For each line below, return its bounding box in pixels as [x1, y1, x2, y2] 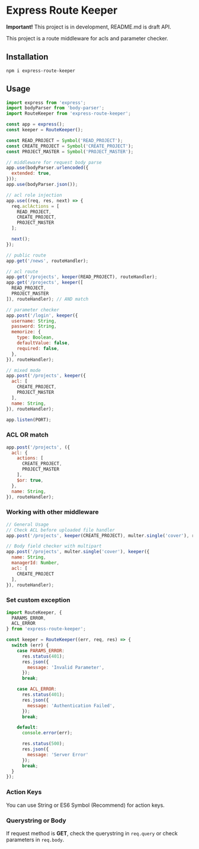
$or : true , [17, 477, 44, 483]
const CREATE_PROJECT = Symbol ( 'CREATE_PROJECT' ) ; [6, 143, 134, 149]
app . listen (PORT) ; [6, 416, 52, 422]
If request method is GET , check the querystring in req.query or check [6, 829, 178, 837]
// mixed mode [6, 367, 41, 373]
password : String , [11, 323, 57, 330]
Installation [6, 52, 49, 62]
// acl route [6, 269, 38, 274]
